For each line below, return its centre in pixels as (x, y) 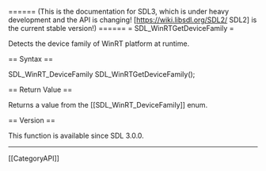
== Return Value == (40, 89)
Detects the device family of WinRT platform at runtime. (99, 44)
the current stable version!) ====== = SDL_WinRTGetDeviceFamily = (121, 28)
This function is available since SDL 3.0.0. (76, 135)
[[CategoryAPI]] (34, 158)
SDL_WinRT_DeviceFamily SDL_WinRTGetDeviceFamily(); (102, 74)
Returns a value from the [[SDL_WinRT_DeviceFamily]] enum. (108, 105)
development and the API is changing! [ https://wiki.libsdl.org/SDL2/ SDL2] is (133, 20)
